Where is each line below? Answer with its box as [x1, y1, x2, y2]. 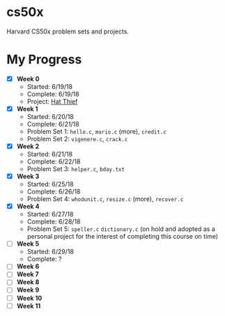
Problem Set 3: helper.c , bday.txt [26, 165, 125, 173]
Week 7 [16, 270, 39, 278]
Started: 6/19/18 [26, 82, 73, 90]
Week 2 [16, 142, 40, 150]
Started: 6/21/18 [26, 150, 73, 159]
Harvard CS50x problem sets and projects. [6, 27, 130, 35]
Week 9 [16, 286, 40, 294]
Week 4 [16, 203, 40, 211]
